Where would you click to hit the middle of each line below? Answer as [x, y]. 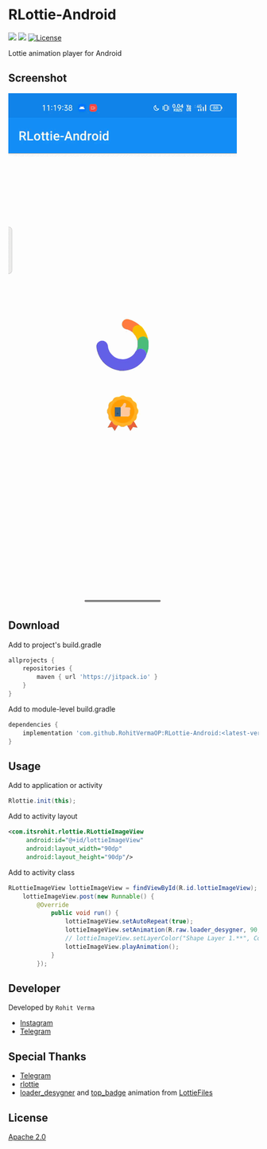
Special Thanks [47, 1056]
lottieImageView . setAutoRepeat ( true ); [129, 922]
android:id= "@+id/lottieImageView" [85, 841]
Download [34, 626]
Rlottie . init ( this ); [43, 801]
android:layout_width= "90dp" [74, 849]
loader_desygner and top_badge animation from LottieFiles [116, 1092]
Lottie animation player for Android [65, 53]
